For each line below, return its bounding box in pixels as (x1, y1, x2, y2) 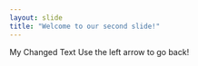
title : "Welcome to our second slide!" (9, 22, 161, 31)
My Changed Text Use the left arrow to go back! (9, 46, 190, 57)
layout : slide (9, 13, 64, 23)
